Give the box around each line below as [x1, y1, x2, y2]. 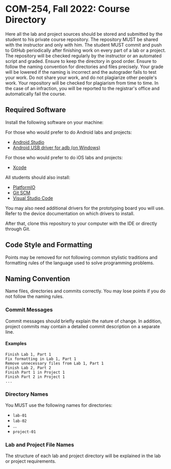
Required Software [5, 105, 66, 114]
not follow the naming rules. [5, 293, 64, 300]
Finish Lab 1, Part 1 [5, 352, 52, 357]
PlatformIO [12, 184, 36, 190]
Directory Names [5, 390, 48, 397]
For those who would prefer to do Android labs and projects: [5, 129, 132, 135]
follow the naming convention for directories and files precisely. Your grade [5, 63, 163, 70]
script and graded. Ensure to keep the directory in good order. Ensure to [5, 58, 157, 64]
